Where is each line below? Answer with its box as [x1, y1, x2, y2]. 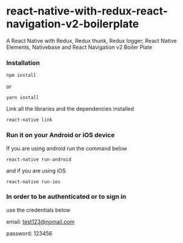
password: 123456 [6, 230, 53, 237]
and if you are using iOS [6, 167, 66, 174]
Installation [6, 59, 40, 67]
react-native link [6, 117, 53, 123]
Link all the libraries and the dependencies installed [6, 105, 134, 112]
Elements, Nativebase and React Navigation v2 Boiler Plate [6, 44, 153, 51]
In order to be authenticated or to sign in [6, 192, 127, 201]
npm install [6, 73, 36, 79]
